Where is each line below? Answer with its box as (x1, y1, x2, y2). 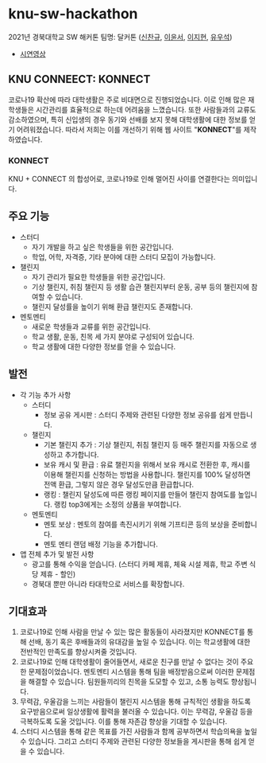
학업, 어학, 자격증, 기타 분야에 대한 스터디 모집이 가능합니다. (31, 252, 216, 261)
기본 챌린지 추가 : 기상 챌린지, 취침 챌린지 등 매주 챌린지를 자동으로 (43, 440, 249, 449)
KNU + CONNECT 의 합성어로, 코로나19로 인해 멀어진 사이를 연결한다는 (8, 174, 230, 184)
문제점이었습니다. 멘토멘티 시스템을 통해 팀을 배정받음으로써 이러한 (28, 667, 234, 677)
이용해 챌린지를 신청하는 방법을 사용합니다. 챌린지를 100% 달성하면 (43, 469, 251, 479)
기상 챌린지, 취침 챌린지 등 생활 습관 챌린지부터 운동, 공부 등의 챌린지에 (31, 282, 250, 292)
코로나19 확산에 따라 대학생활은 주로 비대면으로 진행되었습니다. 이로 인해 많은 (8, 95, 246, 104)
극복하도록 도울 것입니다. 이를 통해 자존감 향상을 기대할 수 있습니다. (19, 717, 228, 726)
